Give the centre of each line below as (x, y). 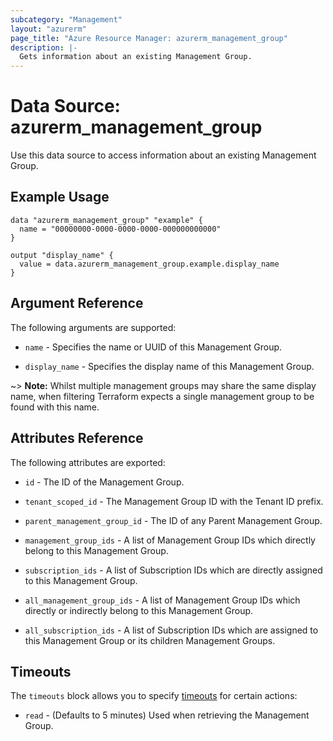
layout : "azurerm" (48, 29)
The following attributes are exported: (88, 462)
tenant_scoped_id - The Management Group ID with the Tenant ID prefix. (174, 501)
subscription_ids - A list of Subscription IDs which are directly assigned (173, 570)
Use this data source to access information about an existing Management (163, 155)
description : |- (44, 47)
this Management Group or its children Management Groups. (150, 640)
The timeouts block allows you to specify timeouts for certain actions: (154, 696)
